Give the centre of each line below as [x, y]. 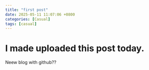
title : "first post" [27, 10]
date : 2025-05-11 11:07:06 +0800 [40, 14]
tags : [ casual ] [21, 24]
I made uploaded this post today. [75, 48]
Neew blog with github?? [31, 62]
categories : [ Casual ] [28, 19]
